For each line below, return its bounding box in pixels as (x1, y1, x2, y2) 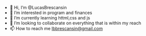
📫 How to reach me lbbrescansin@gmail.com (9, 26, 103, 31)
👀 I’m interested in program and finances (9, 10, 92, 16)
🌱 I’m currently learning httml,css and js (9, 15, 90, 20)
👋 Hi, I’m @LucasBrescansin (9, 5, 67, 10)
